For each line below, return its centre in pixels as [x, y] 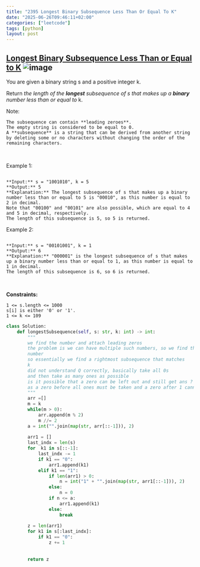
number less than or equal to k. [45, 100]
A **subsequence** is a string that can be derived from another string [98, 132]
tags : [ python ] [25, 28]
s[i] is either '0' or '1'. [41, 310]
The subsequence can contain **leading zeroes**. [69, 122]
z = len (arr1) [45, 526]
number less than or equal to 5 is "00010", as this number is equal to [98, 198]
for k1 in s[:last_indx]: [60, 532]
